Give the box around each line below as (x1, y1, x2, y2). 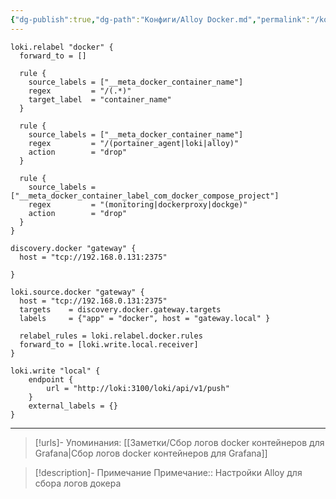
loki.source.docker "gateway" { (10, 287, 145, 297)
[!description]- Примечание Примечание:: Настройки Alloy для (34, 466, 303, 478)
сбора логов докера (34, 477, 122, 489)
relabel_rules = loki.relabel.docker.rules (19, 331, 203, 341)
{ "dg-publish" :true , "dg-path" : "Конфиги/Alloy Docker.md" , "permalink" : (10, 14, 311, 25)
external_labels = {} (28, 401, 118, 411)
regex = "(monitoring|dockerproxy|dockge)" (28, 199, 248, 210)
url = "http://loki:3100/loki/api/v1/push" (46, 383, 230, 393)
